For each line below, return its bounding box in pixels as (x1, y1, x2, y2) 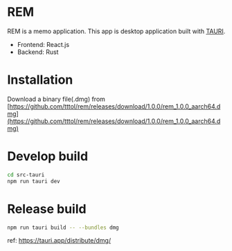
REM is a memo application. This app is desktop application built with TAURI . (7, 27, 226, 35)
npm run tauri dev (7, 178, 60, 185)
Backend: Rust (17, 48, 59, 56)
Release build (7, 201, 87, 216)
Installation (7, 72, 73, 88)
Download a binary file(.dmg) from (7, 95, 106, 103)
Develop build (7, 149, 89, 165)
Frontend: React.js (17, 40, 70, 48)
